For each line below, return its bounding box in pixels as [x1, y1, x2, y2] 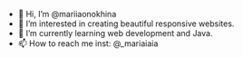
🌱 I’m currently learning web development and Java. [17, 28, 213, 38]
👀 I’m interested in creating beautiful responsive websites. [17, 18, 235, 29]
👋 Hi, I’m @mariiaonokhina [17, 9, 117, 19]
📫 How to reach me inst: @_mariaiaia [17, 38, 159, 49]
